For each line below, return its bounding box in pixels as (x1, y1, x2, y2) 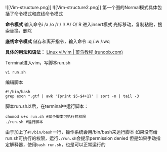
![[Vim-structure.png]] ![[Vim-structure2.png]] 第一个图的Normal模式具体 (5, 5, 158, 10)
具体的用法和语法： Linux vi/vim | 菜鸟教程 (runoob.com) (5, 49, 123, 55)
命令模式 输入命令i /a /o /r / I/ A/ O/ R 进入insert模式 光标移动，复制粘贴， (5, 22, 158, 27)
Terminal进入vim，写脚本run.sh (5, 60, 71, 65)
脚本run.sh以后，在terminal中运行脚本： (5, 103, 89, 109)
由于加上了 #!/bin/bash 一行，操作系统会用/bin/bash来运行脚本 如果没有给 (5, 129, 158, 135)
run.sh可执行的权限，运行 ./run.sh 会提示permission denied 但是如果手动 (5, 135, 156, 141)
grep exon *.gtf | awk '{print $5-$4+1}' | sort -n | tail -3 (5, 94, 139, 99)
